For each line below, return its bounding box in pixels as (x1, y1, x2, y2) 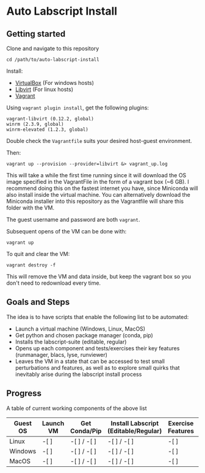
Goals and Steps (6, 297, 70, 307)
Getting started (6, 29, 66, 39)
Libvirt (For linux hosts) (15, 86, 74, 93)
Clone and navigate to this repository (6, 45, 99, 52)
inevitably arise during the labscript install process (15, 370, 142, 378)
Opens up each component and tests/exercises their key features (15, 344, 180, 352)
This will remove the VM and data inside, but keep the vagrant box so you (6, 273, 191, 280)
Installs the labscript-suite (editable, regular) (15, 338, 127, 345)
